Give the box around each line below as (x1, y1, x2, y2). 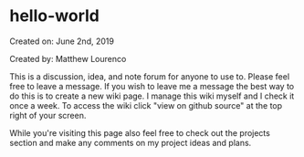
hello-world (9, 5, 100, 26)
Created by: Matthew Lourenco (9, 53, 127, 64)
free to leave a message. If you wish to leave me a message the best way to (9, 80, 295, 91)
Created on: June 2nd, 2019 (9, 36, 114, 47)
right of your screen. (9, 110, 87, 120)
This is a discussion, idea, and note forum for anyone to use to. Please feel (9, 70, 290, 82)
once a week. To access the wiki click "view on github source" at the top (9, 99, 283, 110)
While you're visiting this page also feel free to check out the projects (9, 127, 271, 138)
